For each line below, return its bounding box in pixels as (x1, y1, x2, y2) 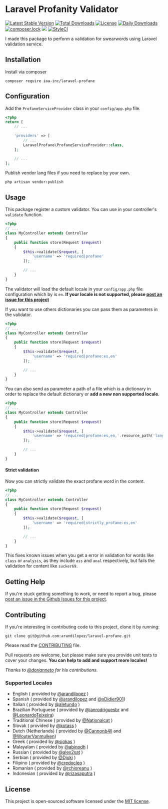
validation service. (5, 41, 43, 47)
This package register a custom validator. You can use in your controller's (5, 206, 157, 212)
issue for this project (5, 296, 49, 302)
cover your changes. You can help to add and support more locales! (5, 657, 147, 663)
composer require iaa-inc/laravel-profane (5, 78, 95, 83)
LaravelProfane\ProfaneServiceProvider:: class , (23, 142, 124, 147)
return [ (5, 119, 23, 124)
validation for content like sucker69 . (5, 563, 78, 569)
